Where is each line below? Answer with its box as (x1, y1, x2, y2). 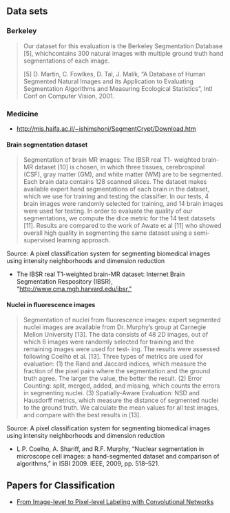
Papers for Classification (6, 479, 115, 491)
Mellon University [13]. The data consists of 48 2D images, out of (23, 331, 209, 339)
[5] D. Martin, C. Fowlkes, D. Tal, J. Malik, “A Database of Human (23, 70, 206, 78)
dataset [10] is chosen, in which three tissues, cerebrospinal (34, 163, 205, 171)
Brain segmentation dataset (6, 140, 88, 149)
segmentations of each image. (23, 56, 110, 65)
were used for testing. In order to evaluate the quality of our (23, 207, 194, 216)
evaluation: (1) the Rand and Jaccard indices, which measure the (23, 359, 207, 368)
